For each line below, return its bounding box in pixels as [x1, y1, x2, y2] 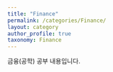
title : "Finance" [7, 10, 59, 18]
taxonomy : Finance [7, 37, 62, 44]
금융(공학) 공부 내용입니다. [7, 57, 80, 66]
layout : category [7, 23, 59, 30]
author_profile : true [7, 30, 72, 37]
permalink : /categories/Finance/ [7, 17, 107, 24]
